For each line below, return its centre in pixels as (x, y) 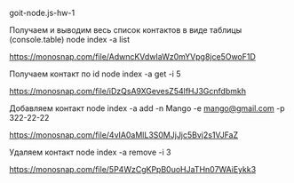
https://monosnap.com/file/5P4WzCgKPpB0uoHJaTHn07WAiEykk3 (133, 169)
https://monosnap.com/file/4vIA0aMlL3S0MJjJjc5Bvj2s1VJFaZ (124, 135)
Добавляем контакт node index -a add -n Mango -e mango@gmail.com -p (147, 108)
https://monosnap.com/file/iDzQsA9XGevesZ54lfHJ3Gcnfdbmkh (128, 91)
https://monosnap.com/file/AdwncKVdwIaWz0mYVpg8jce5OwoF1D (132, 56)
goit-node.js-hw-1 (42, 13)
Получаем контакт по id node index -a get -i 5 (95, 74)
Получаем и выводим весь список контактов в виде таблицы (126, 30)
